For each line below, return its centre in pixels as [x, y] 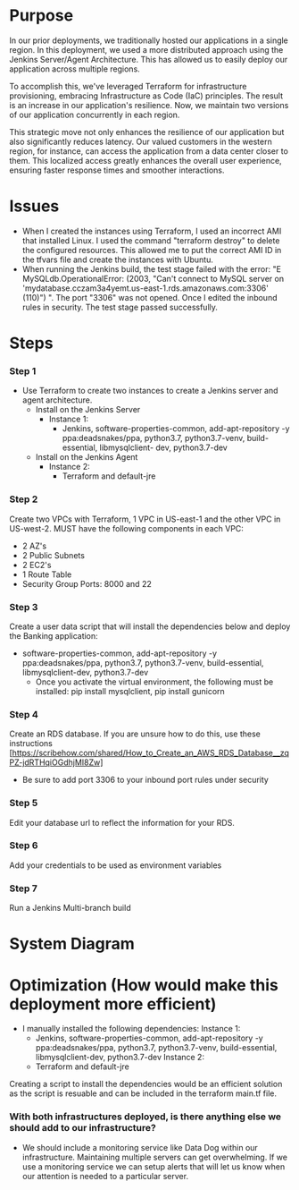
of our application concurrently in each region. [95, 115]
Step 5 [24, 803]
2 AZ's [34, 546]
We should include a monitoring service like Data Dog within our [140, 1147]
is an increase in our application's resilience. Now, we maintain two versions [149, 105]
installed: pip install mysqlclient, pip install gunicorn [130, 691]
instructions [31, 744]
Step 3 [24, 607]
